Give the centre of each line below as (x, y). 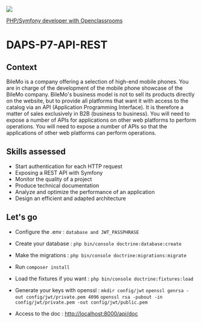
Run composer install (42, 267)
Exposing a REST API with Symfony (59, 172)
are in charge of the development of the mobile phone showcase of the (94, 88)
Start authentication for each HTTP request (68, 166)
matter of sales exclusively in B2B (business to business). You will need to (98, 114)
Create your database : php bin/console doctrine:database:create (98, 243)
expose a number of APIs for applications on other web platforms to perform (101, 120)
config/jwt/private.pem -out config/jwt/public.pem (81, 302)
